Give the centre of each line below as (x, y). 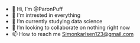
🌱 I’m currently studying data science (57, 21)
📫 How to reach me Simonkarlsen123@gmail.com (73, 34)
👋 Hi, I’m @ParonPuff (37, 9)
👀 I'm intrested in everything (46, 15)
